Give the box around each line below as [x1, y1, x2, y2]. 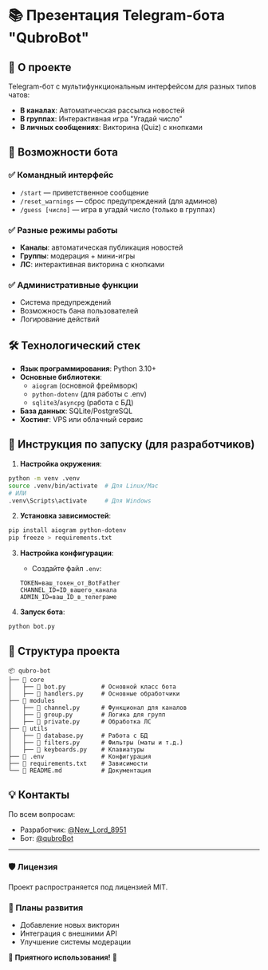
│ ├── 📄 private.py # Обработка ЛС [8, 717, 152, 726]
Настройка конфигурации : [19, 548, 114, 558]
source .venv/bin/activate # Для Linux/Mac [8, 482, 159, 490]
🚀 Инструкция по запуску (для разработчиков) [8, 438, 255, 451]
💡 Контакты [8, 788, 70, 802]
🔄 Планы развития [8, 902, 84, 913]
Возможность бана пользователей [19, 306, 139, 316]
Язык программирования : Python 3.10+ [19, 364, 157, 373]
